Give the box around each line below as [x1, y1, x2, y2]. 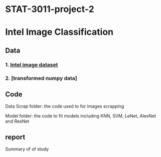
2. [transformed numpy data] [5, 74, 77, 81]
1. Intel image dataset [5, 61, 58, 68]
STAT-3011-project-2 [5, 3, 94, 15]
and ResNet [5, 118, 30, 124]
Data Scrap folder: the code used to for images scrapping [5, 103, 124, 109]
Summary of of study [5, 146, 49, 152]
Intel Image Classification [5, 26, 114, 38]
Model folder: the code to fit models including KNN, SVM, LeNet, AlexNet [5, 113, 156, 119]
